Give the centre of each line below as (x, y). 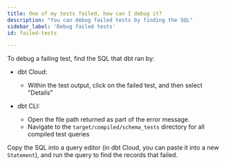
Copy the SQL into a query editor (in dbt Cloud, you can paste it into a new (113, 148)
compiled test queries (58, 134)
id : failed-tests (32, 33)
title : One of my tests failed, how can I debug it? (85, 13)
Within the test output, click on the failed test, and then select (115, 85)
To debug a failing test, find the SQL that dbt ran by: (81, 59)
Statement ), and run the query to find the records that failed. (93, 155)
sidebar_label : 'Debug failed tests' (62, 26)
